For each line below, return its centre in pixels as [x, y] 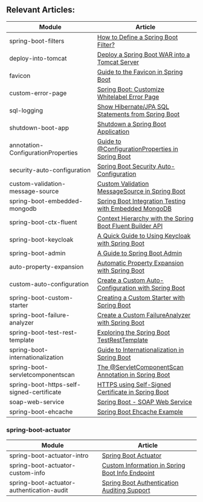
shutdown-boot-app [39, 127]
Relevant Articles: [41, 10]
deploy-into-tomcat [38, 58]
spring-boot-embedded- [46, 201]
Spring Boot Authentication [140, 483]
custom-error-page [38, 93]
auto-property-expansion [47, 266]
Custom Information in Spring [143, 466]
